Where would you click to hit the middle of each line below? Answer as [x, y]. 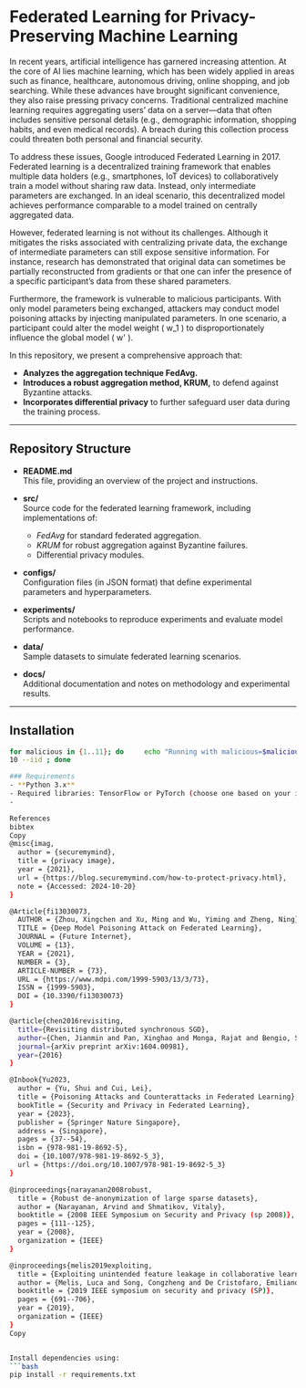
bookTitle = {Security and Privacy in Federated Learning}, [134, 1105]
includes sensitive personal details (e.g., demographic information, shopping [153, 120]
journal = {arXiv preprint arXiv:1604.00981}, [103, 1047]
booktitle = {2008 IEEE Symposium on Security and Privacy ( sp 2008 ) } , [157, 1216]
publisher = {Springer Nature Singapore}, [99, 1122]
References [30, 819]
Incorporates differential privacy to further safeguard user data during [156, 402]
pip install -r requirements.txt [73, 1375]
